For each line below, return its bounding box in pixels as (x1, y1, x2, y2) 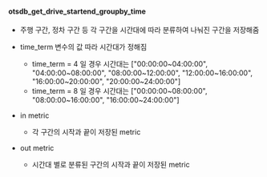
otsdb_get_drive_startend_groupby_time (8, 6, 147, 16)
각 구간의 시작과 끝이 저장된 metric (31, 127, 141, 137)
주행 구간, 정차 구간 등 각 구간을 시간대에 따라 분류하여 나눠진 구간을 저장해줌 (19, 25, 260, 35)
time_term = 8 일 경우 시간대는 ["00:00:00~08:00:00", (31, 86, 208, 96)
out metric (19, 143, 55, 153)
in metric (19, 111, 50, 120)
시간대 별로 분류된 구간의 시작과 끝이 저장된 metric (31, 160, 190, 170)
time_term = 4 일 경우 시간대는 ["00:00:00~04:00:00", (31, 59, 208, 69)
